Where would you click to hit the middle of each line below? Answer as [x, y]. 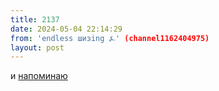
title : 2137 [35, 19]
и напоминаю [39, 76]
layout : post [37, 47]
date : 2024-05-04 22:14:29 [66, 29]
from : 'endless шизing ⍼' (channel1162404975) [110, 38]
